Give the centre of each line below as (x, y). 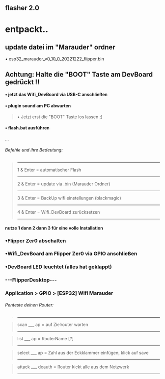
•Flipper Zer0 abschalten (36, 241)
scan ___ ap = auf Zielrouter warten (53, 325)
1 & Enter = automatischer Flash (49, 170)
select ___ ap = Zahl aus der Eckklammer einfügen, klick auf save (83, 353)
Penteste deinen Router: (29, 305)
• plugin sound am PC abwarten (38, 105)
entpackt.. (27, 29)
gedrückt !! (23, 82)
